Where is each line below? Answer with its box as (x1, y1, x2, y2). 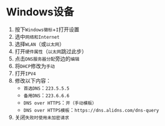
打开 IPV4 (14, 70, 37, 77)
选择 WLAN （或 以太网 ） (14, 40, 65, 47)
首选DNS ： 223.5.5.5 (23, 84, 70, 91)
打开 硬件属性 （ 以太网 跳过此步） (14, 47, 87, 55)
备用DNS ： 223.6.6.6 (23, 91, 70, 98)
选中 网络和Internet (14, 33, 60, 40)
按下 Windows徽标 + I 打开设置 (14, 26, 80, 33)
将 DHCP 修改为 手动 (14, 62, 55, 69)
